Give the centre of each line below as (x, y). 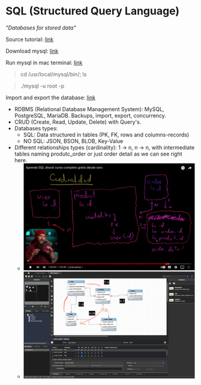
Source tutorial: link (30, 39)
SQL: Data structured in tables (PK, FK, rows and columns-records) (106, 135)
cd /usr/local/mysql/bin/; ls (53, 74)
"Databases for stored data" (41, 28)
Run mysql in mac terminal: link (44, 62)
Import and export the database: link (50, 97)
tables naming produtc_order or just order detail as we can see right (98, 154)
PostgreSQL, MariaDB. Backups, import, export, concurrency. (90, 115)
